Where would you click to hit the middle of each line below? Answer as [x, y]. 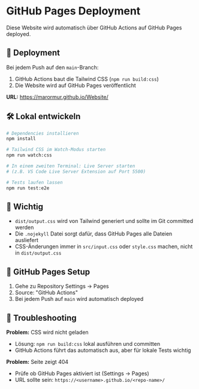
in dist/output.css [38, 253]
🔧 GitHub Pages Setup [48, 272]
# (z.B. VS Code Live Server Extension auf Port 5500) [76, 171]
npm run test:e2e [28, 188]
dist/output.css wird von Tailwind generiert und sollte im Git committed [104, 221]
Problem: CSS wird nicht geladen [47, 332]
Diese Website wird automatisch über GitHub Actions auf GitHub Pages [94, 28]
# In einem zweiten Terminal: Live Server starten [71, 166]
